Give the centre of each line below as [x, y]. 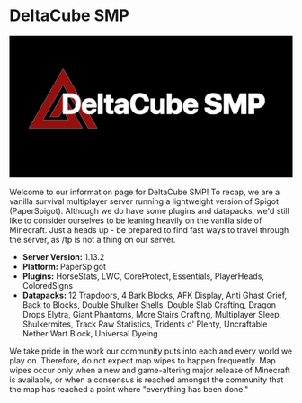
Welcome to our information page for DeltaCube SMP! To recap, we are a [145, 192]
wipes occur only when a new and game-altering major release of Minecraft [150, 370]
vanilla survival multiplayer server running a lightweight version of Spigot [144, 201]
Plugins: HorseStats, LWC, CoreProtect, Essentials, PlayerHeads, [143, 276]
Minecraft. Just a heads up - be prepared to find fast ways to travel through [149, 229]
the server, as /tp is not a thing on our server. [93, 239]
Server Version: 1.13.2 [63, 256]
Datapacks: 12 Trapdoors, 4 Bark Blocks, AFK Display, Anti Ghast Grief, [155, 295]
